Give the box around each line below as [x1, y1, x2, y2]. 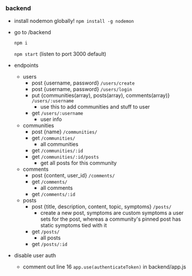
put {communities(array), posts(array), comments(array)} [31, 92, 170, 99]
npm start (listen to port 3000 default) [14, 51, 107, 58]
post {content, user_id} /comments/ [31, 172, 115, 179]
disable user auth [14, 252, 56, 259]
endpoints [14, 62, 39, 69]
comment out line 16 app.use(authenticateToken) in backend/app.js [22, 263, 186, 271]
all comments [40, 184, 73, 191]
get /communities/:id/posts [31, 153, 99, 160]
